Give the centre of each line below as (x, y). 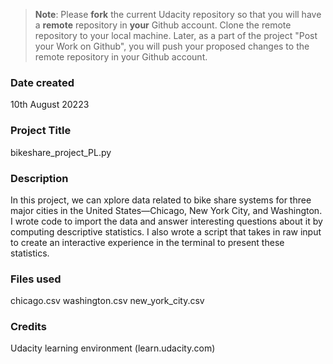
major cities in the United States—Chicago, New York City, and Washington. (166, 210)
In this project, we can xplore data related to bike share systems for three (161, 200)
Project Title (41, 131)
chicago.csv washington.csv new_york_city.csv (107, 301)
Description (39, 178)
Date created (42, 82)
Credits (28, 327)
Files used (36, 279)
